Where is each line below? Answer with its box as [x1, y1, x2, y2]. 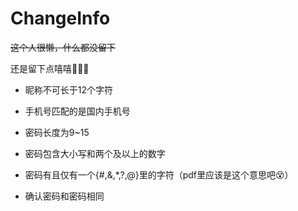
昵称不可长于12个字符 [24, 83, 114, 96]
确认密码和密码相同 [24, 190, 105, 202]
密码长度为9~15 [24, 126, 90, 138]
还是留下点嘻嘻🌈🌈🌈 [10, 62, 90, 74]
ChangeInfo [10, 7, 111, 30]
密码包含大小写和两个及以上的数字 [24, 147, 166, 159]
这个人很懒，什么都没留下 [10, 41, 116, 53]
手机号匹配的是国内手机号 [24, 105, 131, 117]
